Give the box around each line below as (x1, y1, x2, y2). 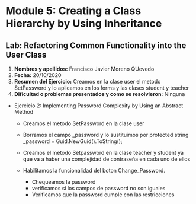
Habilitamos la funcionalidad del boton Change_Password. (23, 167, 165, 174)
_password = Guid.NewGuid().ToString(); (23, 138, 123, 145)
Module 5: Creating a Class (5, 4, 142, 18)
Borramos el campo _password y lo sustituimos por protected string (23, 132, 189, 138)
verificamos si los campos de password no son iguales (31, 185, 166, 192)
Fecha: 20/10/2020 (14, 72, 62, 78)
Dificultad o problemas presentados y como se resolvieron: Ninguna (14, 91, 185, 97)
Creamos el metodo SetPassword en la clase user (23, 120, 144, 127)
